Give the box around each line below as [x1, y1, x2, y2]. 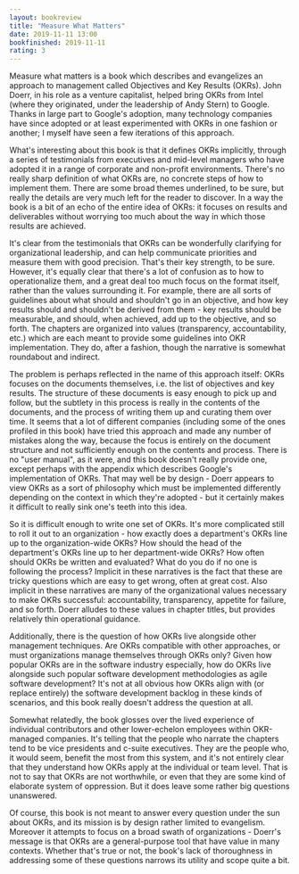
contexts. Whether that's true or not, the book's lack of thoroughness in [9, 845, 273, 856]
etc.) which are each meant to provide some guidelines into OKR [9, 333, 246, 343]
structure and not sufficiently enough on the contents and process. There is [9, 445, 287, 456]
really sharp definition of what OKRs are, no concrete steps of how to [9, 173, 264, 184]
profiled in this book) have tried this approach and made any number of [9, 425, 272, 437]
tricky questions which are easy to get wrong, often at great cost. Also [9, 576, 268, 587]
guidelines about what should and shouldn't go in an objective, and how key [9, 295, 288, 306]
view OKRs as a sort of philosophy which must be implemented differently [9, 482, 281, 493]
